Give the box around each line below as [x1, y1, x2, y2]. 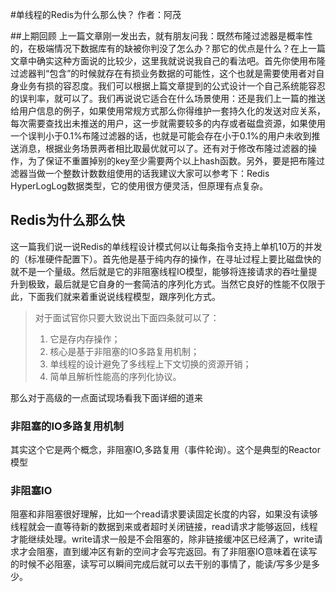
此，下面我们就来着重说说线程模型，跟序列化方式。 [10, 290, 221, 302]
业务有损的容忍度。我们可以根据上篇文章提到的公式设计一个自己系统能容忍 [18, 80, 326, 92]
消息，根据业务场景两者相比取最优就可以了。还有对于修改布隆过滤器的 [18, 143, 308, 154]
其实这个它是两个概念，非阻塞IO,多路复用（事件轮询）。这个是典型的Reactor [10, 444, 321, 456]
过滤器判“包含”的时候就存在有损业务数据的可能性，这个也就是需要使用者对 [10, 68, 317, 79]
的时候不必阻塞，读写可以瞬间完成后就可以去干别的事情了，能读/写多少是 [10, 558, 312, 570]
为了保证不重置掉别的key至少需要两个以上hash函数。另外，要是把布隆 [27, 155, 317, 167]
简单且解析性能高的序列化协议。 [49, 370, 182, 382]
